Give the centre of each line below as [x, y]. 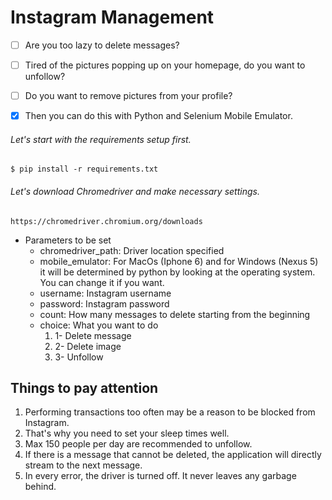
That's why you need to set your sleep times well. [127, 433]
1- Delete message [93, 335]
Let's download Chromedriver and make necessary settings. [135, 191]
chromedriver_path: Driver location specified [132, 250]
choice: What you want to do [99, 325]
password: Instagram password [104, 303]
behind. [40, 487]
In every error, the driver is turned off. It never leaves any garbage [160, 476]
